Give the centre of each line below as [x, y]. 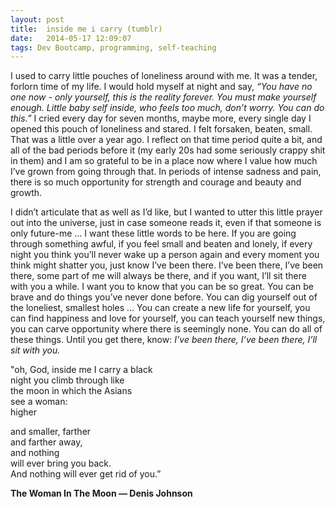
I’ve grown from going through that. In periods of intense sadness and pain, [166, 172]
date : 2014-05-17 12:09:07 [71, 38]
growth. [26, 193]
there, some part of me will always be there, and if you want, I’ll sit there [158, 276]
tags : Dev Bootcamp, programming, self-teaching [113, 47]
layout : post [37, 19]
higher [23, 412]
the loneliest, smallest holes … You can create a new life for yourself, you [160, 308]
